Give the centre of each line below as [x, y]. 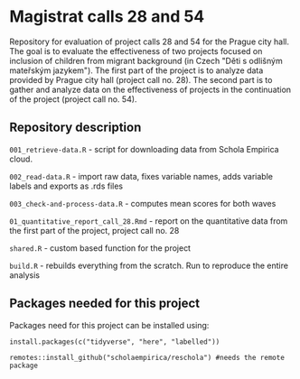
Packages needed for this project [105, 304]
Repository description [75, 128]
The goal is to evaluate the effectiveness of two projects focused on [136, 51]
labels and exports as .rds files [66, 186]
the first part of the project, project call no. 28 [94, 230]
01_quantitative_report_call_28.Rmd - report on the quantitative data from [149, 221]
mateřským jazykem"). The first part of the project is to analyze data [136, 70]
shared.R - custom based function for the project [100, 248]
